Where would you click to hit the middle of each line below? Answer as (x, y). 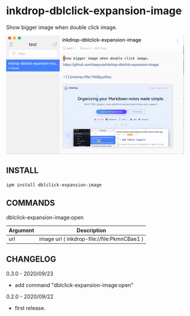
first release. (30, 308)
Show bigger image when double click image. (62, 27)
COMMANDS (30, 203)
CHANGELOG (31, 259)
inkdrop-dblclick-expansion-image (94, 11)
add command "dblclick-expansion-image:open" (74, 285)
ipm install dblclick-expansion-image (54, 185)
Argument (21, 230)
